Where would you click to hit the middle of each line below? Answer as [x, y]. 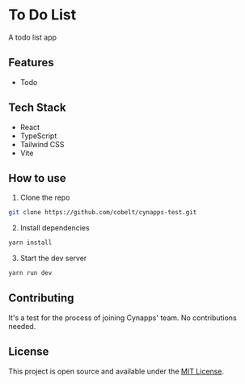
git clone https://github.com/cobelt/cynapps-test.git [103, 213]
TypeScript [38, 136]
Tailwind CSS [42, 144]
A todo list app [33, 37]
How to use [37, 178]
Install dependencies [55, 228]
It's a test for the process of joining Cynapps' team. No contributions [122, 318]
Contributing [41, 298]
